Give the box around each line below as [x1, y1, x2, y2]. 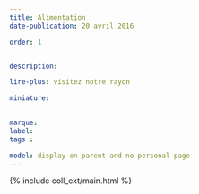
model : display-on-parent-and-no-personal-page [9, 151, 191, 160]
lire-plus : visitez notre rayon [9, 78, 130, 87]
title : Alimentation [9, 13, 87, 22]
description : [9, 62, 58, 71]
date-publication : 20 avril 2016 [9, 21, 134, 30]
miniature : [9, 94, 50, 103]
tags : [9, 135, 34, 144]
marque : [9, 118, 39, 127]
